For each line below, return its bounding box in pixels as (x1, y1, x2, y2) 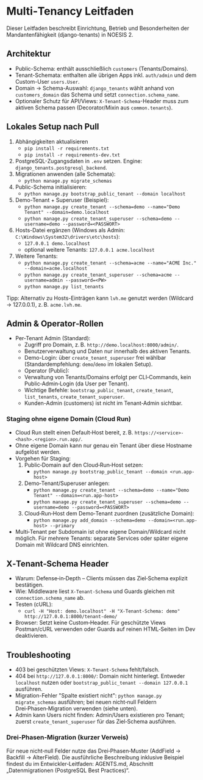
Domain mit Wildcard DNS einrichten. (15, 541, 109, 548)
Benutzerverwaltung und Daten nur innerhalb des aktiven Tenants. (24, 348, 191, 355)
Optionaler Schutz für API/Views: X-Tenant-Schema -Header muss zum (15, 97, 189, 104)
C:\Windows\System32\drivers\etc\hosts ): (15, 233, 120, 240)
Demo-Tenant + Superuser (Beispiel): (15, 196, 109, 203)
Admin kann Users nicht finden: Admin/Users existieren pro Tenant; (15, 712, 185, 719)
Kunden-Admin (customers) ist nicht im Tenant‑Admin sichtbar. (24, 399, 183, 407)
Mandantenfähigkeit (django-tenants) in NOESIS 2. (6, 31, 134, 38)
